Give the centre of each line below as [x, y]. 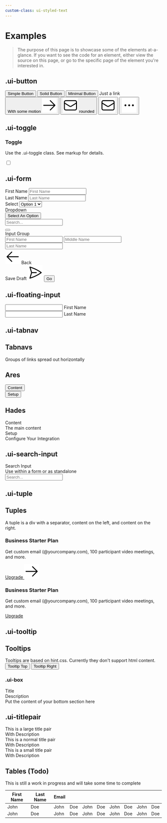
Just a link [110, 93]
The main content [23, 428]
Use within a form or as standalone [41, 472]
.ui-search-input [32, 454]
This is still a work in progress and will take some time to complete [73, 783]
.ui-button [21, 81]
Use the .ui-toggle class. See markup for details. [55, 153]
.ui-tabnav [22, 331]
